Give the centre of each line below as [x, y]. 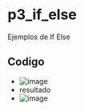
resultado [35, 89]
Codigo [26, 62]
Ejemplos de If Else [39, 37]
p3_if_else [42, 15]
